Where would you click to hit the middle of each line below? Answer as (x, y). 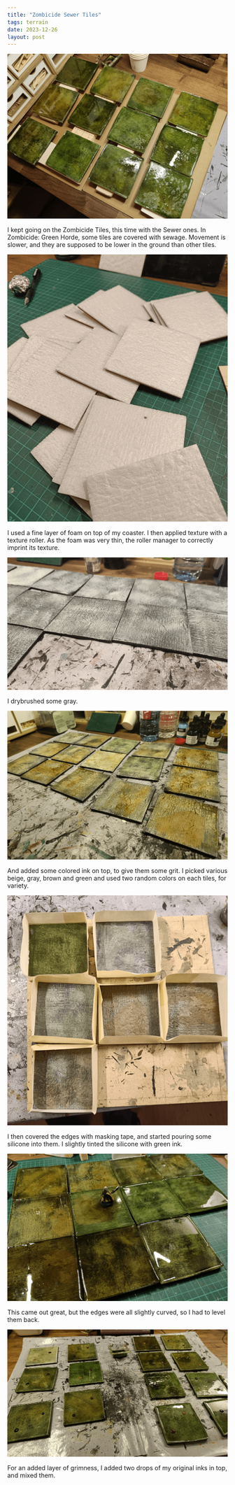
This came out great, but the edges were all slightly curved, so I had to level (116, 1312)
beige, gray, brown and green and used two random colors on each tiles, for (117, 879)
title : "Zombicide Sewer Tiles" (54, 15)
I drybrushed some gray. (43, 701)
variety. (18, 886)
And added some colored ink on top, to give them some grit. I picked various (117, 871)
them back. (23, 1319)
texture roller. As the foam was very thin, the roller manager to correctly (110, 540)
